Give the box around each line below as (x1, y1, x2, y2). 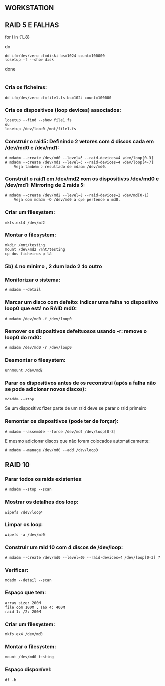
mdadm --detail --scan (5, 577, 52, 583)
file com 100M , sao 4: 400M (5, 605, 65, 610)
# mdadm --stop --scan (5, 487, 52, 492)
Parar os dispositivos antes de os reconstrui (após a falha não (5, 379, 156, 386)
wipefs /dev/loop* (5, 510, 43, 514)
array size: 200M (5, 600, 41, 605)
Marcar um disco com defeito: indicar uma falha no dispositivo (5, 299, 158, 306)
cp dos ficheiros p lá (5, 251, 52, 256)
